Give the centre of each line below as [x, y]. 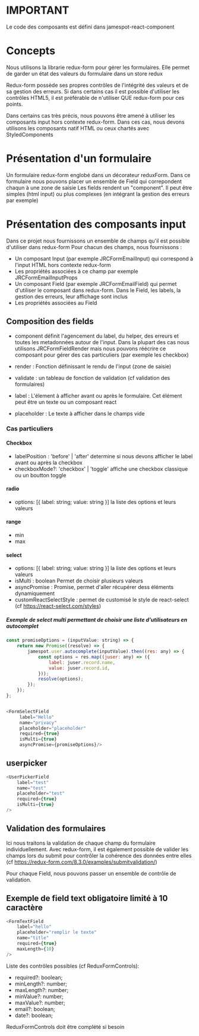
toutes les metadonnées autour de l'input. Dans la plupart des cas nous [102, 342]
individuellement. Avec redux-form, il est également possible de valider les [97, 849]
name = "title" [33, 938]
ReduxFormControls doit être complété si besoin [65, 1026]
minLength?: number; [41, 984]
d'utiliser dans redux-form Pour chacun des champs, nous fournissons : [94, 247]
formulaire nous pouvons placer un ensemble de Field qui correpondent [94, 181]
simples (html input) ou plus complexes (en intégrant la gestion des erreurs [98, 194]
